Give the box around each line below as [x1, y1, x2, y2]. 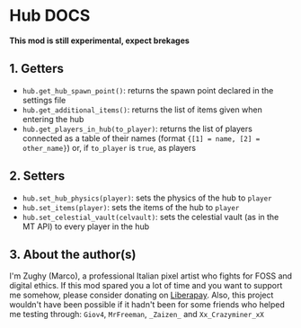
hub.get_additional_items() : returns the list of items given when [22, 104, 262, 115]
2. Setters [9, 168, 66, 184]
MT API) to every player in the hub [22, 221, 150, 232]
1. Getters [9, 61, 65, 76]
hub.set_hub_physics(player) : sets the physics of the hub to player [22, 192, 272, 203]
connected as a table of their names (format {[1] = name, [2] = [22, 132, 261, 144]
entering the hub [22, 113, 84, 124]
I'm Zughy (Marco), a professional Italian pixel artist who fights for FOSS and [9, 270, 293, 281]
